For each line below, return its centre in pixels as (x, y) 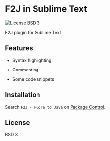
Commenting (25, 70)
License (18, 122)
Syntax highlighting (32, 60)
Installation (23, 95)
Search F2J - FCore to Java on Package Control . (55, 107)
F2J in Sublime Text (46, 9)
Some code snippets (33, 79)
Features (19, 48)
